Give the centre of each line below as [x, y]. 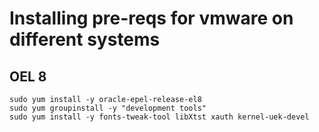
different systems [85, 39]
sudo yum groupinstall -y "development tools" [108, 108]
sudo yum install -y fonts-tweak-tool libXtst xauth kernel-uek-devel [159, 117]
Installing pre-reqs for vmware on [151, 18]
